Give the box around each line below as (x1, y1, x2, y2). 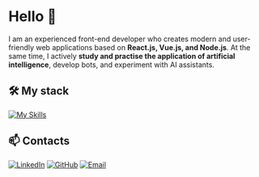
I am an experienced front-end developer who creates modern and (8, 34, 231, 44)
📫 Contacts (8, 134, 70, 148)
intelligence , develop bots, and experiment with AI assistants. (8, 60, 214, 70)
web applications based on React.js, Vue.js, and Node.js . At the (36, 42, 251, 52)
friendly (8, 42, 35, 52)
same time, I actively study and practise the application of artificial (8, 51, 236, 61)
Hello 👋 (8, 7, 57, 26)
